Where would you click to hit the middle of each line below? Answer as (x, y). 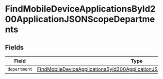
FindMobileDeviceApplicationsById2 (80, 9)
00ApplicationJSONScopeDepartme (80, 19)
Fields (15, 47)
